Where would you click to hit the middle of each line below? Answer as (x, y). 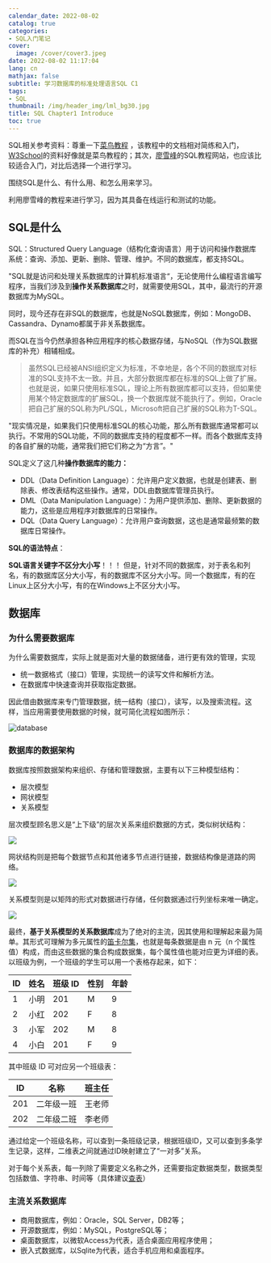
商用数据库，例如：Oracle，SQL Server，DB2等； (103, 1220)
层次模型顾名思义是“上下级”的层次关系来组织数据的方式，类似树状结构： (128, 824)
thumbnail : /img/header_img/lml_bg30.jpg (79, 106)
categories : (28, 31)
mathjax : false (34, 76)
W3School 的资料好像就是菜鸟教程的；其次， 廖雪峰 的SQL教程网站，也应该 (131, 155)
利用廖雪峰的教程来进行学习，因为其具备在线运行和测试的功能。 (114, 200)
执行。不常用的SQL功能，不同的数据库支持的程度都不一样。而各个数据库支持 (135, 435)
